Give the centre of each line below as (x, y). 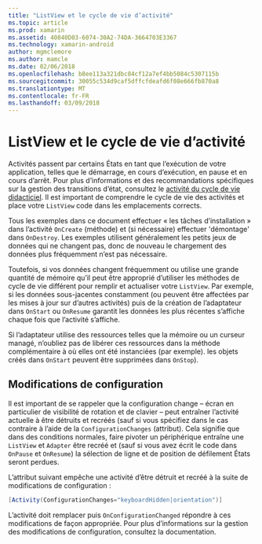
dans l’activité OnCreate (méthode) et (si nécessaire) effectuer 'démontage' (129, 230)
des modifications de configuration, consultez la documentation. (113, 531)
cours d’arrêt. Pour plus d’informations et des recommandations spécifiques (131, 181)
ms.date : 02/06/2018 (42, 67)
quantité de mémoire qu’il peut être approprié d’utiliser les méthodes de (124, 278)
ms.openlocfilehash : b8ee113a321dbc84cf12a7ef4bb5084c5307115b (114, 74)
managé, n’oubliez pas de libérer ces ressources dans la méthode (115, 344)
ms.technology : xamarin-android (61, 45)
